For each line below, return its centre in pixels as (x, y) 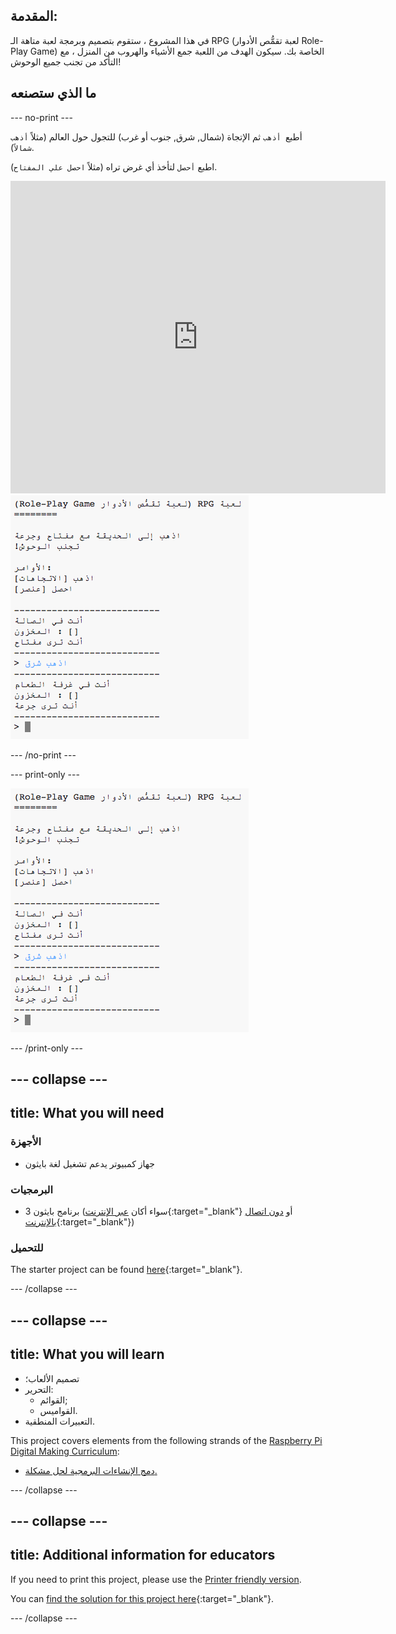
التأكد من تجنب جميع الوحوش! (66, 61)
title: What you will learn (87, 1354)
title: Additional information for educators (143, 1555)
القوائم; (53, 1400)
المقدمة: (34, 16)
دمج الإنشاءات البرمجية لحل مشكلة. (91, 1470)
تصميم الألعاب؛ (52, 1378)
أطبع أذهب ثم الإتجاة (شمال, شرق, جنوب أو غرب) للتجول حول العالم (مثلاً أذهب (156, 136)
